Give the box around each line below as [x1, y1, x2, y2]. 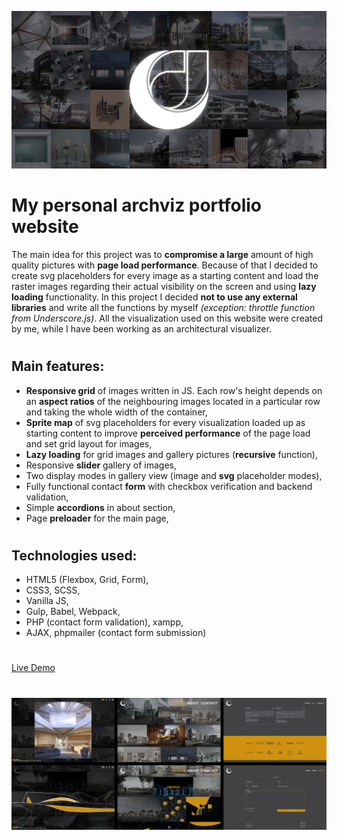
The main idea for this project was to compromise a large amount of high [11, 248, 314, 260]
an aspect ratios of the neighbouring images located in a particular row [25, 395, 321, 407]
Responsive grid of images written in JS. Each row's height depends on [25, 384, 323, 396]
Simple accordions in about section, [25, 501, 176, 513]
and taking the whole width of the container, [25, 406, 208, 418]
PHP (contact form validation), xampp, [25, 616, 184, 628]
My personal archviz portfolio [11, 194, 262, 217]
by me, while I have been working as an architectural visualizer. [11, 322, 272, 335]
